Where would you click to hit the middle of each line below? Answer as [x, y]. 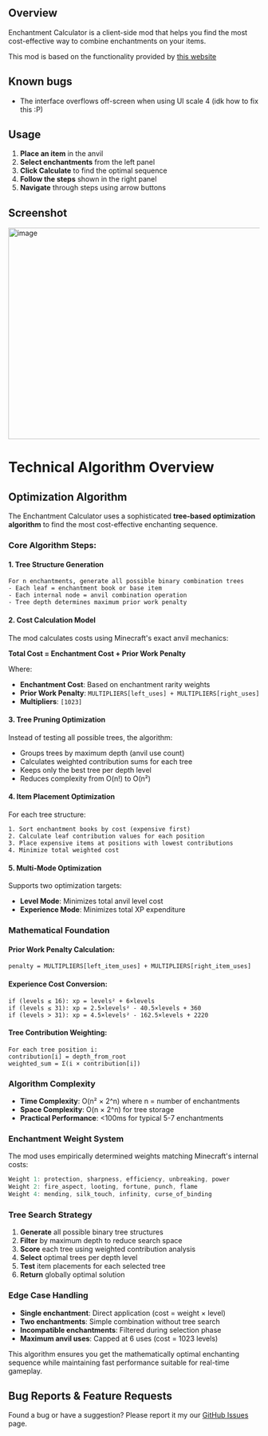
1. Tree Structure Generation [56, 564]
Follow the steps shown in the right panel [88, 179]
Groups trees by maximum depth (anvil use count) [102, 753]
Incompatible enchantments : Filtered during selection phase [120, 1330]
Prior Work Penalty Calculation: [62, 949]
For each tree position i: [53, 1050]
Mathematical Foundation [59, 930]
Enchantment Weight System [66, 1138]
